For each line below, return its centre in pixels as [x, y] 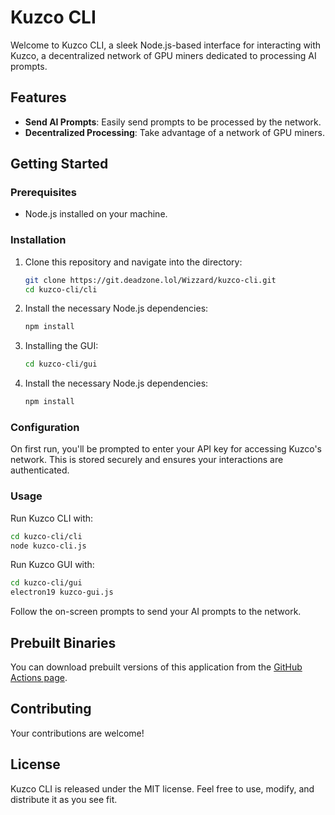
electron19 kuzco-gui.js [62, 592]
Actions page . [39, 678]
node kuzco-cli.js [48, 546]
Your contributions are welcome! [77, 733]
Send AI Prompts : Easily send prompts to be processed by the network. [173, 122]
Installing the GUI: [61, 346]
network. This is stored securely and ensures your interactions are [147, 460]
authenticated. [40, 470]
